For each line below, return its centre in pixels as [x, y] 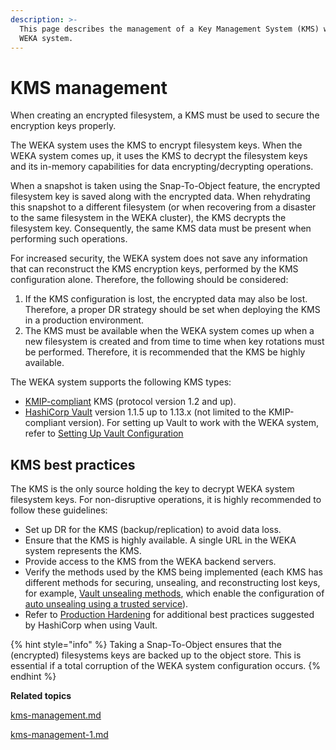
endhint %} [33, 677]
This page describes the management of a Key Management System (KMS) [169, 29]
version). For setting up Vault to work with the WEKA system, [194, 423]
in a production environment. [84, 320]
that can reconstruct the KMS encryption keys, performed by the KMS [154, 269]
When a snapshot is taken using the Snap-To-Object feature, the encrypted [165, 186]
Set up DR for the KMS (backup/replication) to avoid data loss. [153, 530]
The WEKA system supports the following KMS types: [121, 382]
